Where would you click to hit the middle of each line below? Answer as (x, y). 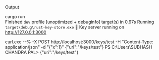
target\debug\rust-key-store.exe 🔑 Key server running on (65, 27)
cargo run (15, 16)
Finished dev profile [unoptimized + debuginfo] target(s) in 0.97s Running (80, 22)
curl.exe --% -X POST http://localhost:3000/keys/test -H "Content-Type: (79, 42)
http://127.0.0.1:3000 (26, 32)
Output (12, 7)
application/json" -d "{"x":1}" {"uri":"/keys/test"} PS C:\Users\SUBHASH (79, 47)
